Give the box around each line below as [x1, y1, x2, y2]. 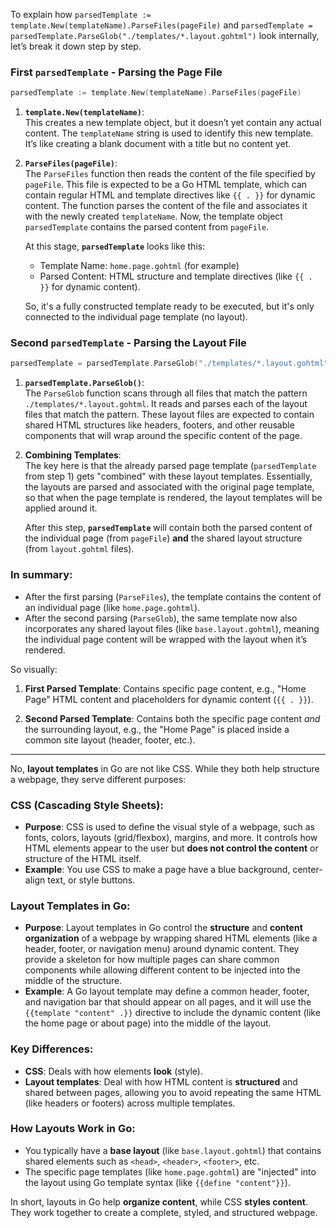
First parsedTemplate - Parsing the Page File [10, 65, 223, 79]
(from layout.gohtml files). [24, 543, 135, 555]
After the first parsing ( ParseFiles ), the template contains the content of [24, 590, 322, 603]
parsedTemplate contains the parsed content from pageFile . [24, 221, 270, 233]
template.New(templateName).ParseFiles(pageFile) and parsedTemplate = [10, 19, 313, 31]
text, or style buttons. [47, 874, 136, 886]
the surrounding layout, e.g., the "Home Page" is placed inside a [24, 723, 290, 735]
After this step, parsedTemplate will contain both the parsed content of [24, 522, 313, 534]
